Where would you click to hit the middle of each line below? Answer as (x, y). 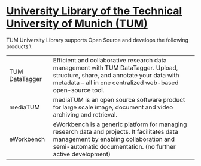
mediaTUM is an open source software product (119, 99)
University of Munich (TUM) (77, 24)
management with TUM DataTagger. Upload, (115, 68)
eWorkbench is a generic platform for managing (120, 124)
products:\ (19, 46)
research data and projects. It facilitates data (115, 131)
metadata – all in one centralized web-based (116, 83)
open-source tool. (79, 90)
